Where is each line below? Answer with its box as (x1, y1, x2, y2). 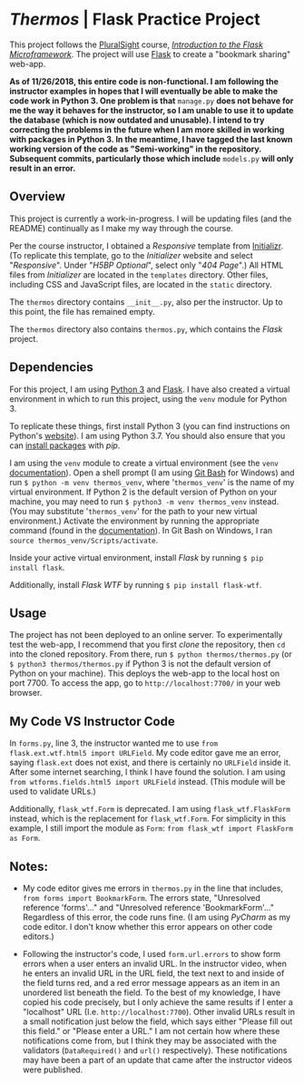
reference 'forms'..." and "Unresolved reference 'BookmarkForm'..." (22, 903, 275, 913)
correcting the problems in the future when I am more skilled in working (9, 123, 285, 135)
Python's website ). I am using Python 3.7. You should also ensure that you (9, 430, 286, 441)
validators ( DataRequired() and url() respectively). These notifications (22, 1045, 288, 1056)
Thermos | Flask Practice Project (9, 9, 260, 30)
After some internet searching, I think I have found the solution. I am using (9, 767, 286, 777)
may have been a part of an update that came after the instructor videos (22, 1055, 292, 1065)
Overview (9, 189, 66, 204)
